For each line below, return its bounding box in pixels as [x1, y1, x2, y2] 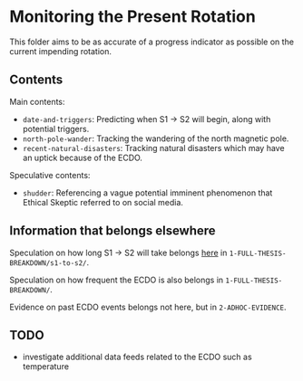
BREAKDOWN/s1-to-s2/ [9, 258, 88, 268]
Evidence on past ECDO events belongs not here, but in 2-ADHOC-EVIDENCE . [9, 301, 287, 312]
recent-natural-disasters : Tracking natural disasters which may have [22, 142, 285, 153]
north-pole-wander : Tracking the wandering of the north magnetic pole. [22, 133, 289, 144]
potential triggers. [22, 123, 90, 134]
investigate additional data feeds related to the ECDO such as [22, 351, 252, 363]
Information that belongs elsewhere [9, 224, 216, 239]
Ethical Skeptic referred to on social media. [22, 196, 184, 207]
